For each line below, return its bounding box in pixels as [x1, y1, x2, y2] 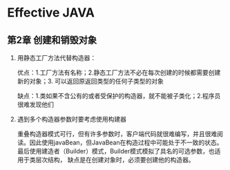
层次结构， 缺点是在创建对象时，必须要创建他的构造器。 [35, 155, 195, 164]
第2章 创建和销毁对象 [7, 34, 97, 46]
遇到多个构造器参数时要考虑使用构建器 [17, 115, 126, 123]
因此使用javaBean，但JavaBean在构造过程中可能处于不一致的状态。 [29, 138, 223, 147]
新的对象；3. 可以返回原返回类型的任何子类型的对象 [17, 77, 164, 85]
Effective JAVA [7, 5, 95, 21]
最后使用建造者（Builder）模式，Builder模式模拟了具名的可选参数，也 [17, 147, 215, 155]
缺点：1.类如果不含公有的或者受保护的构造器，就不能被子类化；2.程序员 [17, 92, 221, 100]
